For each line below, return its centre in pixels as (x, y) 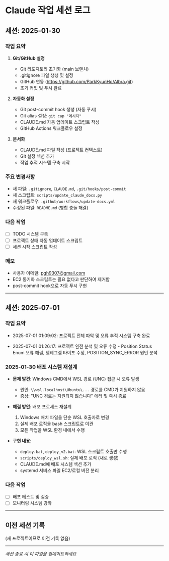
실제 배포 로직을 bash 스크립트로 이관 (57, 424)
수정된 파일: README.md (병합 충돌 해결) (50, 208)
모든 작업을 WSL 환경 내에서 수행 (52, 430)
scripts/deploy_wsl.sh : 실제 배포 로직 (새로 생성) (69, 457)
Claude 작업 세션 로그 (48, 10)
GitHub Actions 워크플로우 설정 (51, 128)
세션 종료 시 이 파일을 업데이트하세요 (41, 554)
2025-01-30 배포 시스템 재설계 (41, 367)
